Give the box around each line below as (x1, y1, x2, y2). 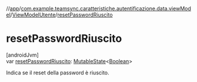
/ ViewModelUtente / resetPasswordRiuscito (10, 11, 113, 18)
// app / (6, 5, 22, 12)
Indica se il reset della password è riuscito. (6, 69, 110, 76)
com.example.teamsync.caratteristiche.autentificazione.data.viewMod (21, 5, 191, 12)
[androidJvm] (6, 51, 39, 58)
